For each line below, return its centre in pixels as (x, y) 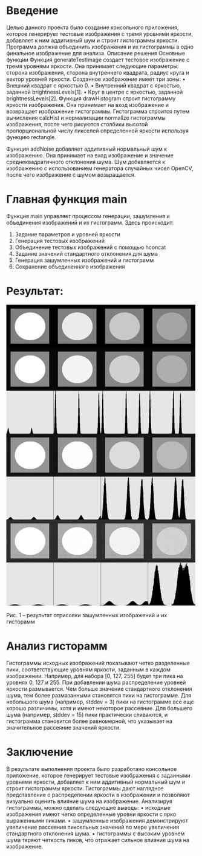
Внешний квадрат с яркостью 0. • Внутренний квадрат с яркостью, (94, 85)
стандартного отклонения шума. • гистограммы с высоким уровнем (96, 834)
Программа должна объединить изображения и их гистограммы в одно (100, 47)
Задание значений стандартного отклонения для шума (86, 253)
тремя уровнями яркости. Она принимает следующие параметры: (93, 66)
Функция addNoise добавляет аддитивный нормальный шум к (87, 149)
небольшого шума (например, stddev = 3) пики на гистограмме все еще (100, 702)
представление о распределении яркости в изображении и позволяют (98, 795)
